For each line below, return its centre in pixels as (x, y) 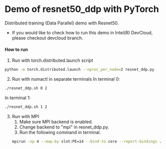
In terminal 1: (18, 98)
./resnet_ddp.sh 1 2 (26, 107)
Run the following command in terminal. (60, 132)
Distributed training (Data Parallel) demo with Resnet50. (62, 23)
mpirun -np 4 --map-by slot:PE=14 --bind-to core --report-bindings (84, 141)
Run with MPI (25, 116)
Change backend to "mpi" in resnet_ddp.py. (64, 127)
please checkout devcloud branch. (47, 38)
